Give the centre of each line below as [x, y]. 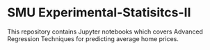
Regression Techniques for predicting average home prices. [93, 38]
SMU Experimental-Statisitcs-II [99, 13]
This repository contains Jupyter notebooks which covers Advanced [105, 32]
